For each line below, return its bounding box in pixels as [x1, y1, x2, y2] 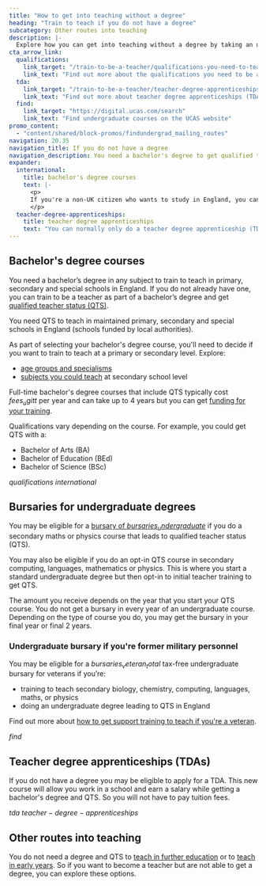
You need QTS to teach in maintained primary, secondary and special [9, 316, 234, 325]
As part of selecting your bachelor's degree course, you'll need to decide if [9, 340, 253, 349]
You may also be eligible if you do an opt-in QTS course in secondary [9, 555, 234, 565]
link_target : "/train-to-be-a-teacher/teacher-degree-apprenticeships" [23, 85, 264, 93]
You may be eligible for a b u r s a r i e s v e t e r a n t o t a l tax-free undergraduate [9, 659, 239, 670]
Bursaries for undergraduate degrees [9, 500, 197, 513]
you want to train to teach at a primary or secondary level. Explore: [9, 348, 226, 357]
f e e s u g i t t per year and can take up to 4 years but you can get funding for [9, 395, 245, 407]
